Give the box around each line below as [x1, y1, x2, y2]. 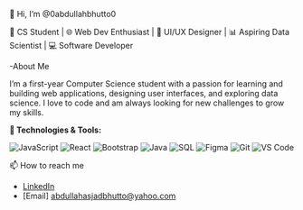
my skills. [9, 107, 44, 117]
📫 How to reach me [9, 160, 84, 170]
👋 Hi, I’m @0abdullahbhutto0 [9, 9, 117, 19]
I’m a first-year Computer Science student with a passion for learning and [9, 78, 283, 89]
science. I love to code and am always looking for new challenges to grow [9, 97, 285, 108]
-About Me [9, 61, 50, 71]
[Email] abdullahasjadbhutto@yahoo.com [22, 190, 176, 201]
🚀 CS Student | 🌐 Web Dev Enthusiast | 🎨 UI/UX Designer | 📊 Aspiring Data [9, 27, 290, 37]
